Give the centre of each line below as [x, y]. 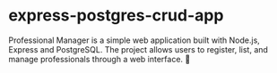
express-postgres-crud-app [116, 16]
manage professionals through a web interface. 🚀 [100, 59]
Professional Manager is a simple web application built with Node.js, [134, 40]
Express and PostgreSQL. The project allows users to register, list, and [138, 49]
